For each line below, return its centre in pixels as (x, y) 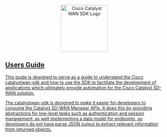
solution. (26, 93)
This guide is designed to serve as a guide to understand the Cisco (74, 77)
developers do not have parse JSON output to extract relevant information (82, 124)
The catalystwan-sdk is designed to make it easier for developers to (75, 102)
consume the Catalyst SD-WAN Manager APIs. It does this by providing (79, 108)
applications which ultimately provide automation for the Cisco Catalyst (79, 87)
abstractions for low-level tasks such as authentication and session (75, 113)
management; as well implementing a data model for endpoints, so (74, 118)
